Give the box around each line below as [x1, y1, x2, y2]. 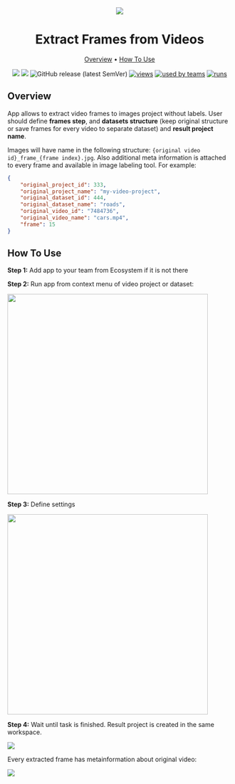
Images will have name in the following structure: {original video [7, 145, 201, 154]
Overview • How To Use [84, 55, 155, 63]
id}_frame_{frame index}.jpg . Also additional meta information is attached [7, 153, 226, 162]
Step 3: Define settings [7, 500, 75, 508]
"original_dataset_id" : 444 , [20, 194, 107, 202]
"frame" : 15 [20, 221, 56, 228]
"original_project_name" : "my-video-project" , [20, 188, 161, 195]
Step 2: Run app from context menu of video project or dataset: [7, 280, 194, 288]
